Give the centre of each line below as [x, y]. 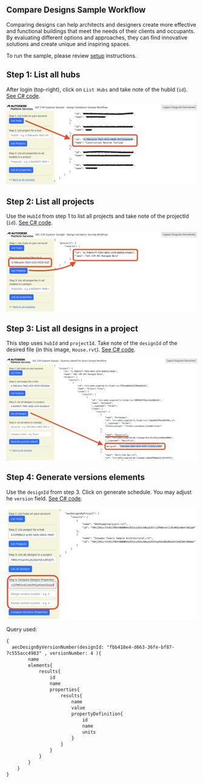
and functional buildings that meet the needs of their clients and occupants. [101, 31]
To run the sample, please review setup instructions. [72, 55]
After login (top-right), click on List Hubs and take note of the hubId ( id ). [97, 89]
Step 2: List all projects [50, 202]
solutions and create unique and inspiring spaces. [68, 44]
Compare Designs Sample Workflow [76, 10]
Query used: [22, 630]
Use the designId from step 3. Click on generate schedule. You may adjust [99, 492]
